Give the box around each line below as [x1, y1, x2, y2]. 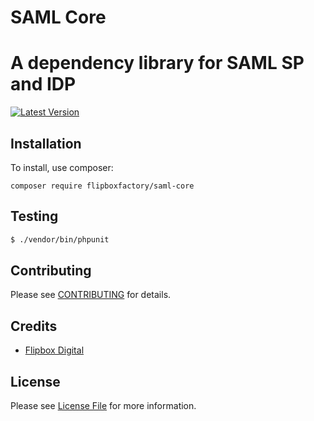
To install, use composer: [10, 161, 114, 173]
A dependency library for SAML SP [10, 52, 305, 75]
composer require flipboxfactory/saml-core [10, 181, 195, 191]
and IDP [10, 73, 77, 96]
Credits [10, 317, 58, 335]
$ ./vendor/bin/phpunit [10, 234, 110, 245]
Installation [10, 135, 82, 152]
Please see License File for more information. [10, 400, 197, 412]
